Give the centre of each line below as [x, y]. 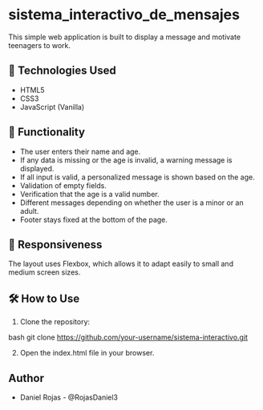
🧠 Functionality [47, 133]
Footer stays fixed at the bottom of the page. [94, 219]
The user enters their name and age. [80, 151]
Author [26, 378]
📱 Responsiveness [55, 245]
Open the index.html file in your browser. [87, 353]
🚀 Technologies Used [62, 71]
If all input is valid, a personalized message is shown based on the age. [137, 177]
